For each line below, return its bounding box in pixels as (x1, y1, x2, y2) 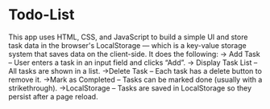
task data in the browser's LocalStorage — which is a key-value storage (8, 40, 247, 50)
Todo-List (8, 6, 75, 24)
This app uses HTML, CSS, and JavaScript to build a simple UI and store (8, 32, 248, 42)
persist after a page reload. (8, 91, 98, 101)
